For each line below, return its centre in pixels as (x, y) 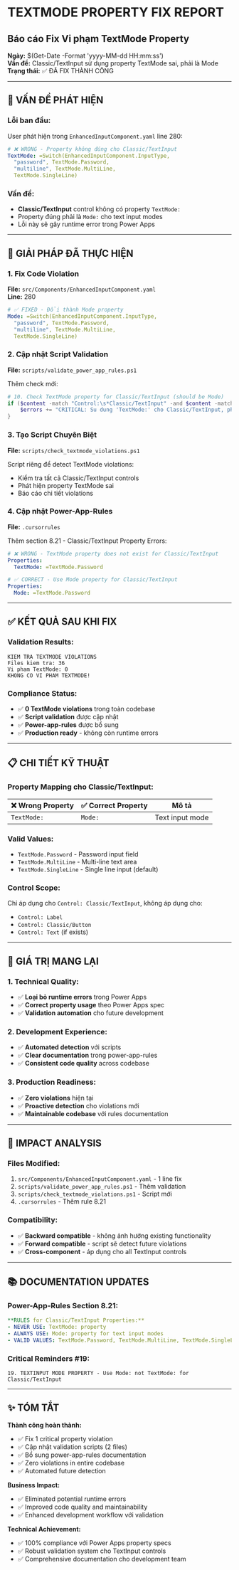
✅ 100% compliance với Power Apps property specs (95, 1543)
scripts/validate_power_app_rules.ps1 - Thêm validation (102, 1187)
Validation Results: (41, 642)
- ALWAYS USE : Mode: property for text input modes (85, 1334)
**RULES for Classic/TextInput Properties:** (76, 1320)
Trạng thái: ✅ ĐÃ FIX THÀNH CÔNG (60, 71)
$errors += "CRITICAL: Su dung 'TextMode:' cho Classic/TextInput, (122, 410)
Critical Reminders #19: (49, 1358)
